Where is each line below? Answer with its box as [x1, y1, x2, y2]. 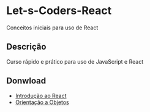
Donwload [6, 76, 47, 86]
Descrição [6, 42, 47, 52]
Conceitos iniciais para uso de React [6, 24, 99, 31]
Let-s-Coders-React [6, 4, 112, 18]
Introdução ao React [15, 92, 67, 99]
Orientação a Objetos [15, 99, 69, 106]
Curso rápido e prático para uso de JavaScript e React [6, 58, 144, 65]
